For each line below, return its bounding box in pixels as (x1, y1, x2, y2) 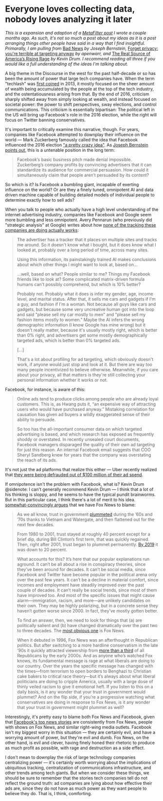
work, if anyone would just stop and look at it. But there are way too (17, 362, 152, 367)
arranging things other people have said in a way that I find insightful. (5, 40, 145, 46)
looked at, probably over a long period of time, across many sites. (17, 247, 149, 253)
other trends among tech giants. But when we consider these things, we (5, 770, 149, 776)
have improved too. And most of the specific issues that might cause (17, 592, 155, 598)
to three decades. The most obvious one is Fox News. (17, 628, 125, 633)
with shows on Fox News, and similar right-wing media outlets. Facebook (5, 724, 152, 730)
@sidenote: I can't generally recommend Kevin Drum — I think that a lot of (5, 486, 154, 492)
